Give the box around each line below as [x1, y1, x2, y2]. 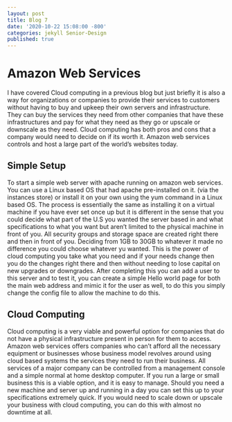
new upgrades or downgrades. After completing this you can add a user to [7, 266, 220, 275]
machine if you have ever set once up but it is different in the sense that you [7, 208, 224, 216]
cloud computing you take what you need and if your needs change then [7, 252, 215, 260]
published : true [7, 36, 54, 43]
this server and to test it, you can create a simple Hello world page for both [7, 274, 221, 282]
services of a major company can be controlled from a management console [7, 364, 226, 372]
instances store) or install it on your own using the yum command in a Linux [7, 193, 223, 201]
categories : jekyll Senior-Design [7, 29, 107, 37]
